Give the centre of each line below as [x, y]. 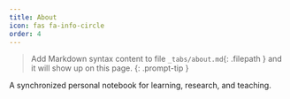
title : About [33, 17]
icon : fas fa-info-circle [57, 26]
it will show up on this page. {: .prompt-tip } [110, 68]
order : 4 [25, 34]
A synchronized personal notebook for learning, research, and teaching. [140, 86]
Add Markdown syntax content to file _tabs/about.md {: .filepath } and [156, 59]
